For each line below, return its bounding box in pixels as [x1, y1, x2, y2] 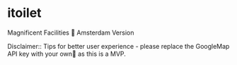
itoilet [7, 5, 42, 21]
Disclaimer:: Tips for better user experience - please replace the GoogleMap [7, 42, 230, 50]
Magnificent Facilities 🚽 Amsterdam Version [7, 28, 134, 37]
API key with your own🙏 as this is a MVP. [7, 49, 126, 58]
